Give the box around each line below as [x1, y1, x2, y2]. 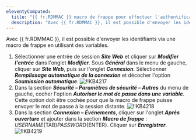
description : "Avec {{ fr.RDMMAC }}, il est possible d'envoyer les [11, 19, 181, 25]
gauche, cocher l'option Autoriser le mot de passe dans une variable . [14, 90, 185, 97]
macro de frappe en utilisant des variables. [6, 42, 109, 49]
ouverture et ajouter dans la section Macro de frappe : [14, 115, 148, 122]
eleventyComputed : [6, 8, 51, 15]
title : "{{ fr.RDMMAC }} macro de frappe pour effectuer [11, 14, 153, 20]
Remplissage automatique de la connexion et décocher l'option [14, 71, 171, 79]
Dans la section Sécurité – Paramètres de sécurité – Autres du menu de [14, 84, 189, 91]
